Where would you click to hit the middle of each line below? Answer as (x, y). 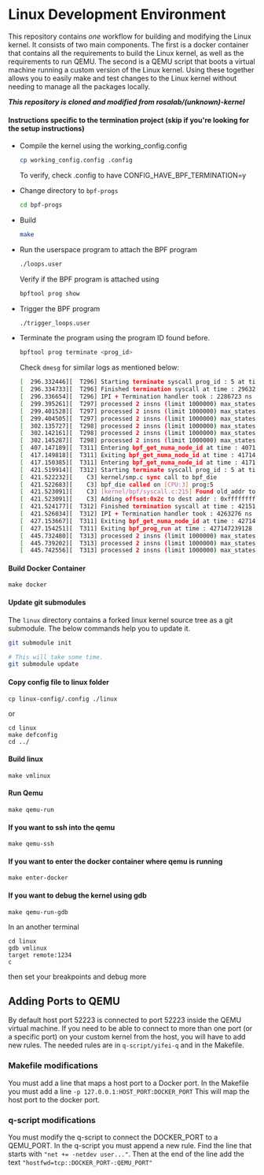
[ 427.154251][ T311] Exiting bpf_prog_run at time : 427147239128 (136, 528)
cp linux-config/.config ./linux (63, 699)
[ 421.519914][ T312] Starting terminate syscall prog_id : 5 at (132, 470)
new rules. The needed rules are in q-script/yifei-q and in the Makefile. (126, 1045)
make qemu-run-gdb (38, 912)
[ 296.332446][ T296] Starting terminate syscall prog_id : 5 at (132, 382)
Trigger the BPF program (60, 308)
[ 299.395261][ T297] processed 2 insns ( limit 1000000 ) (118, 403)
